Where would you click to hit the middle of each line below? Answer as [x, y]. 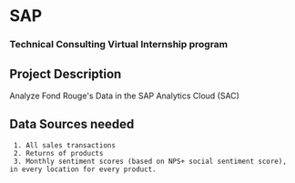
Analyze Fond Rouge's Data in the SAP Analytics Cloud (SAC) [124, 96]
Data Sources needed [72, 124]
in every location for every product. [83, 169]
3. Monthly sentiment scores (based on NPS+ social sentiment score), [150, 161]
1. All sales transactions [65, 145]
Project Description [66, 74]
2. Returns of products [58, 153]
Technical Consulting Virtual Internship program [119, 45]
